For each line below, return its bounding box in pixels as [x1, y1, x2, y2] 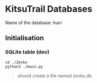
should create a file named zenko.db [17, 73, 92, 79]
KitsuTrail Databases [5, 3, 93, 15]
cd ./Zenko [5, 60, 28, 65]
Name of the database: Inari [5, 20, 62, 26]
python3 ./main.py [5, 64, 43, 69]
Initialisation [5, 34, 44, 42]
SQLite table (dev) [5, 49, 49, 55]
